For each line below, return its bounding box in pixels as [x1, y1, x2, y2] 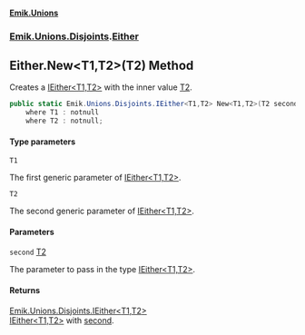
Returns [9, 284, 41, 295]
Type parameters [9, 136, 76, 147]
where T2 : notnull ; [25, 116, 103, 126]
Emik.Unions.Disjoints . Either [9, 30, 139, 43]
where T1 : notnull [25, 108, 100, 117]
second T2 [9, 246, 47, 258]
